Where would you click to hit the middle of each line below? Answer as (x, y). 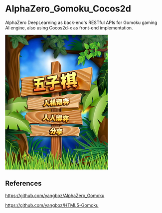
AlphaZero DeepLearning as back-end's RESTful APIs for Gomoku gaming (81, 22)
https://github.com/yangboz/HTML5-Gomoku (52, 205)
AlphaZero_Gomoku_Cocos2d (68, 9)
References (23, 183)
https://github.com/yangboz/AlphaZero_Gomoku (55, 196)
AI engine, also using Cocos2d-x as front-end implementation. (69, 27)
